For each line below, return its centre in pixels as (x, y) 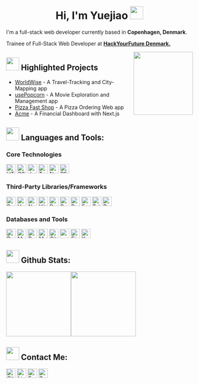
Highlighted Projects (60, 68)
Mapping (25, 88)
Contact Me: (44, 358)
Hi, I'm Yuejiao (92, 16)
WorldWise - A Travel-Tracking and (58, 82)
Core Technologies (34, 155)
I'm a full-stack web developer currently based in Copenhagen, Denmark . (97, 32)
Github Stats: (46, 260)
